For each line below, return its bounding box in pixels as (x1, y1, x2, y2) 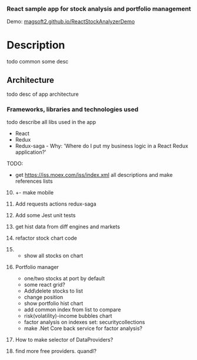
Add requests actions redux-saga (15, 200, 96, 207)
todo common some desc (6, 58, 69, 65)
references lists (15, 178, 53, 185)
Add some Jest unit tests (15, 212, 76, 219)
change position (24, 294, 64, 301)
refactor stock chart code (15, 234, 77, 242)
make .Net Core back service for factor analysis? (24, 325, 143, 332)
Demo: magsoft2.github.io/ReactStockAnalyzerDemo (6, 18, 135, 25)
